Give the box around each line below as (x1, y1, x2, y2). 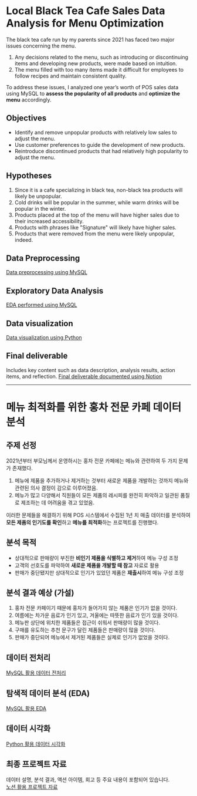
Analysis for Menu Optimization (6, 16, 164, 30)
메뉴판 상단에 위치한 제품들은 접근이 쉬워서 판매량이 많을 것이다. (14, 619, 160, 626)
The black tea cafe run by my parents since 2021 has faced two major (6, 36, 175, 43)
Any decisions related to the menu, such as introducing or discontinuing (14, 53, 189, 60)
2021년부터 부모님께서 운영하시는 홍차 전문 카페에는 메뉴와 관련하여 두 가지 (6, 457, 178, 464)
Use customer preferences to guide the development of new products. (14, 141, 185, 148)
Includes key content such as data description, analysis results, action (6, 366, 176, 373)
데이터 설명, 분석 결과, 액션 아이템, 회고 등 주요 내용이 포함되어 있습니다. (6, 776, 170, 783)
